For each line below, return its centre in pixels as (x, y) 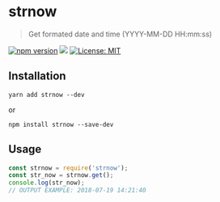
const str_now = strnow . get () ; (61, 175)
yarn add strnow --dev (47, 95)
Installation (37, 76)
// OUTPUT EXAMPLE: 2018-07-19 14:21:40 (78, 191)
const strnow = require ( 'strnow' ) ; (68, 168)
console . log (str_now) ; (47, 183)
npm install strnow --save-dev (61, 124)
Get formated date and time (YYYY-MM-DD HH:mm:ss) (120, 34)
